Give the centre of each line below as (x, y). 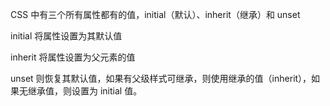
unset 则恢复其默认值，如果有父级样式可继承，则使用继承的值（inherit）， (161, 78)
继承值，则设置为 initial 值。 (85, 91)
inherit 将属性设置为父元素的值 (73, 57)
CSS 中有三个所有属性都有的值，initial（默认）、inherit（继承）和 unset (155, 14)
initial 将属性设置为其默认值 (66, 36)
